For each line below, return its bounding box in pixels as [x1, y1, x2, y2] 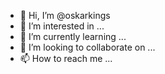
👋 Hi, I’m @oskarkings [19, 10, 111, 21]
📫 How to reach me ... [19, 53, 113, 64]
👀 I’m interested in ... [19, 20, 105, 32]
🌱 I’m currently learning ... [19, 31, 127, 42]
